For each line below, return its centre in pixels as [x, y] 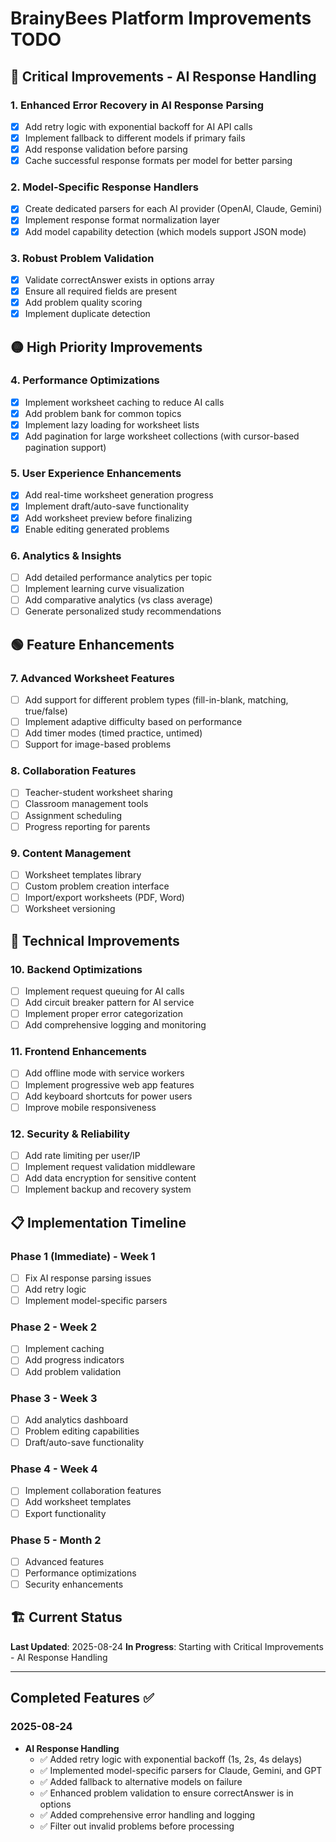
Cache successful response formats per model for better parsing [158, 161]
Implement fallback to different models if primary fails [135, 138]
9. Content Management [71, 853]
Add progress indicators [74, 1360]
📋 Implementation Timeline [98, 1222]
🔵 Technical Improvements [95, 940]
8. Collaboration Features [73, 771]
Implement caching [64, 1349]
